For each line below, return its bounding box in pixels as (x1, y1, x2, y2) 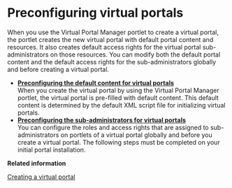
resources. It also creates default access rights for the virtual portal (7, 43, 201, 51)
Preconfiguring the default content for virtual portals (17, 78, 175, 87)
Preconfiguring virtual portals (7, 5, 184, 21)
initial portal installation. (17, 145, 86, 154)
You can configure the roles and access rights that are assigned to (17, 123, 209, 131)
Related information (7, 159, 66, 167)
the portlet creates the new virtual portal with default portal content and (7, 35, 214, 43)
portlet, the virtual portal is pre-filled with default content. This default (17, 93, 219, 102)
